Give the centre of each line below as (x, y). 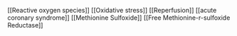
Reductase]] (25, 25)
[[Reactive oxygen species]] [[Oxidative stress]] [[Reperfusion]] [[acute (112, 10)
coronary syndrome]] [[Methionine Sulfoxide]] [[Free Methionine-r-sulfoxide (119, 18)
